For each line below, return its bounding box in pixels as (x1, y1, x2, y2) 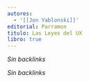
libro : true (7, 36, 42, 43)
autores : (7, 10, 33, 17)
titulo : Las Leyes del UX (7, 29, 82, 37)
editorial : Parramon (7, 23, 67, 30)
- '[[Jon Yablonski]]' (13, 17, 79, 24)
